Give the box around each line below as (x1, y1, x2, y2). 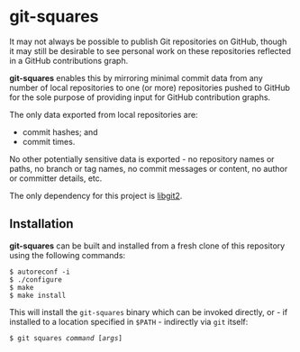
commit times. (22, 136, 76, 147)
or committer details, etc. (9, 173, 103, 184)
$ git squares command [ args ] (9, 333, 123, 343)
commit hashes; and (22, 126, 98, 137)
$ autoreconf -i (9, 267, 70, 276)
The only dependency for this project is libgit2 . (9, 190, 183, 201)
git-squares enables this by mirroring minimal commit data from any (9, 72, 263, 83)
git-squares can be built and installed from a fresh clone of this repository (9, 240, 286, 251)
